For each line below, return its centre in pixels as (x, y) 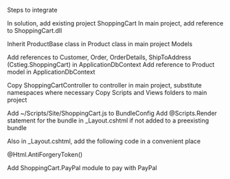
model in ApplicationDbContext (51, 72)
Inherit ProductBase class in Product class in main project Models (100, 44)
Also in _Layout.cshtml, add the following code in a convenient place (104, 141)
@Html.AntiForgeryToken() (45, 155)
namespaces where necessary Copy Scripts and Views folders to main (107, 93)
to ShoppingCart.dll (35, 31)
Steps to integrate (32, 10)
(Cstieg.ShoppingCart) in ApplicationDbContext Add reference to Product (111, 64)
